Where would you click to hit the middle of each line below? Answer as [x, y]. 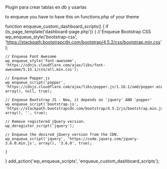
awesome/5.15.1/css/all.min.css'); [42, 69]
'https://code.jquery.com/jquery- [103, 139]
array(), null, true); [29, 91]
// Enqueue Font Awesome [31, 56]
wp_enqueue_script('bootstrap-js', [42, 104]
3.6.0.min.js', [21, 143]
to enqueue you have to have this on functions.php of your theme [72, 17]
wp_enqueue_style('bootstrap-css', [41, 37]
